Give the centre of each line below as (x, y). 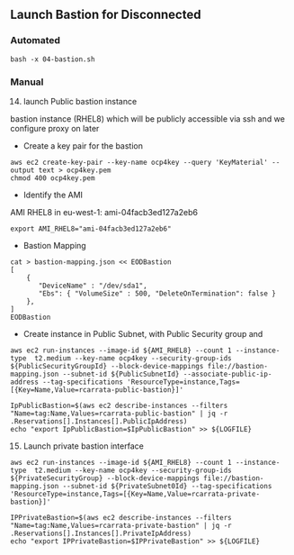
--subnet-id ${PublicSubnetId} (121, 374)
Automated (36, 41)
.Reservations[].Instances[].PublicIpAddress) (99, 421)
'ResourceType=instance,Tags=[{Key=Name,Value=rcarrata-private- (135, 494)
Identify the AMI (53, 195)
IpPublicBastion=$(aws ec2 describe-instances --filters (119, 405)
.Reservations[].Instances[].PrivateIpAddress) (101, 533)
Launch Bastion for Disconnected (106, 15)
